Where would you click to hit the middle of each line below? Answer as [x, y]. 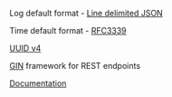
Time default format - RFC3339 [68, 30]
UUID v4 [25, 48]
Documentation [38, 83]
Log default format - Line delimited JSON [86, 13]
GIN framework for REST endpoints [75, 66]
